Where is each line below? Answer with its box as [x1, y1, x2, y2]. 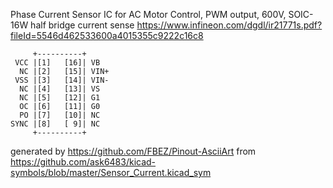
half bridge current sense [30, 19, 135, 31]
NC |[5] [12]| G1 [19, 93, 101, 103]
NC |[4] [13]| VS [19, 84, 101, 94]
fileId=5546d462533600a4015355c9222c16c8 [10, 30, 204, 41]
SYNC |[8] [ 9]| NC [10, 119, 101, 129]
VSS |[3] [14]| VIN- [14, 75, 110, 85]
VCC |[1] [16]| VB [14, 58, 101, 68]
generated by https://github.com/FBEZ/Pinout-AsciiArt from [10, 145, 257, 157]
